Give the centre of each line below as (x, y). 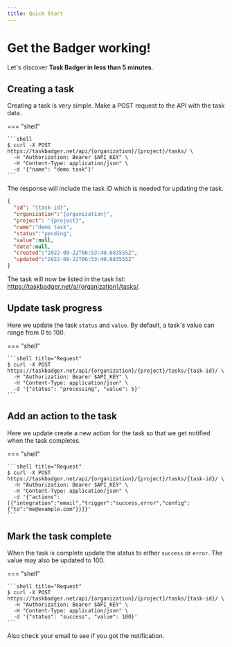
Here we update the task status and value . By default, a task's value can (111, 325)
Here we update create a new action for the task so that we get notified (109, 433)
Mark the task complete (60, 536)
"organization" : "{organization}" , (63, 215)
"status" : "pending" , (43, 233)
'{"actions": (41, 497)
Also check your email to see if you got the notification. (86, 636)
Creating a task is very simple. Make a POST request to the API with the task (116, 106)
